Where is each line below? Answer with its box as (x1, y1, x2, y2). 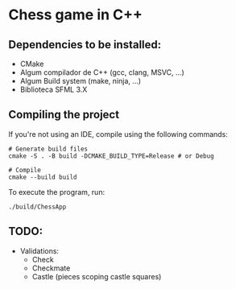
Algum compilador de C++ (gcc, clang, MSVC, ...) (19, 68, 185, 77)
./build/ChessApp (8, 203, 67, 211)
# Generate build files (8, 145, 89, 153)
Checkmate (31, 263, 71, 273)
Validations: (19, 246, 59, 255)
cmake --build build (8, 173, 78, 181)
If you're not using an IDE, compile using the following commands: (8, 129, 228, 138)
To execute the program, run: (8, 187, 106, 196)
